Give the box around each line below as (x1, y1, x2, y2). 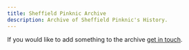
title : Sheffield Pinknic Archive (7, 10, 107, 17)
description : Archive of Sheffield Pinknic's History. (7, 16, 168, 23)
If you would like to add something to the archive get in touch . (7, 35, 183, 43)
